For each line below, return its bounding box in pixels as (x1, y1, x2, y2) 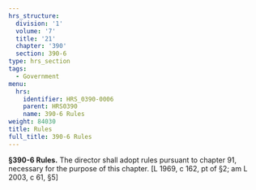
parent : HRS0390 (23, 102, 79, 110)
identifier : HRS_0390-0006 (23, 95, 114, 103)
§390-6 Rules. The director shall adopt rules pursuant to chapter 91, (8, 155, 237, 165)
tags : (8, 65, 27, 73)
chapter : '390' (15, 42, 67, 50)
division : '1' (15, 19, 63, 28)
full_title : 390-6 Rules (8, 132, 92, 140)
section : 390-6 (15, 50, 67, 58)
